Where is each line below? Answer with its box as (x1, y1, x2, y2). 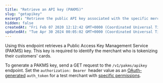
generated (5, 73, 26, 78)
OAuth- (127, 68, 142, 73)
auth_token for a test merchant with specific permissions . (26, 73, 141, 78)
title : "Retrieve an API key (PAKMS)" (5, 7, 83, 12)
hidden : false (5, 20, 34, 26)
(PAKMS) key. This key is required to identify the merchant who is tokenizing (5, 48, 158, 54)
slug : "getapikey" (5, 12, 42, 16)
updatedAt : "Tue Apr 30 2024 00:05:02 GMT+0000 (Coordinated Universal (5, 29, 153, 34)
